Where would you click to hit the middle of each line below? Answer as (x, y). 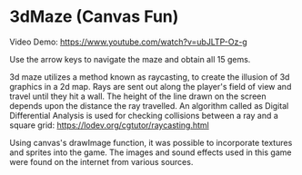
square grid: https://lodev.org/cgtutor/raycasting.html (109, 125)
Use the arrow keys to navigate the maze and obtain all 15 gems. (130, 59)
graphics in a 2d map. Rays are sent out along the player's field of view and (151, 86)
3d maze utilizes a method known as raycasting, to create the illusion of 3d (150, 77)
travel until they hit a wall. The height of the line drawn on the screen (138, 96)
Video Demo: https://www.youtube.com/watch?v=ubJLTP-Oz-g (128, 42)
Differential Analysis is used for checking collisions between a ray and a (144, 115)
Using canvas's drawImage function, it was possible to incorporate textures (151, 142)
